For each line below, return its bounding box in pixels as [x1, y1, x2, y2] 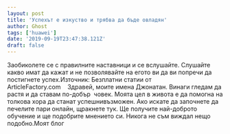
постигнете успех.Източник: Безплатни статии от [7, 76, 152, 83]
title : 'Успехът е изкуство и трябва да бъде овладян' [7, 16, 168, 23]
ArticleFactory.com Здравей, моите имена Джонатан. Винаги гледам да [7, 83, 222, 91]
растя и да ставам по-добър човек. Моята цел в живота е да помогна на [7, 90, 223, 98]
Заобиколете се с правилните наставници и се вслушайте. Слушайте [7, 61, 211, 69]
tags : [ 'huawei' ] [7, 29, 57, 36]
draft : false [7, 42, 45, 49]
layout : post [7, 10, 45, 17]
